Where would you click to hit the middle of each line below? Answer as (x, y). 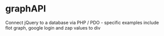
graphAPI (26, 9)
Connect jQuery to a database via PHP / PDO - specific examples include (82, 22)
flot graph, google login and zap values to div (53, 27)
